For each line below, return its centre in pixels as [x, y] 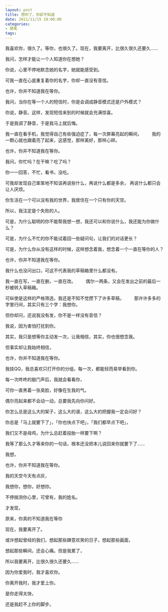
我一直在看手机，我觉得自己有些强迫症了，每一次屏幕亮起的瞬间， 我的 [83, 134]
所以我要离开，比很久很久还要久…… [42, 561]
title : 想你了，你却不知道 [30, 15]
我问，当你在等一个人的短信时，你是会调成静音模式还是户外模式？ [73, 102]
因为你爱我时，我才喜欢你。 [34, 572]
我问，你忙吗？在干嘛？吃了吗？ [38, 161]
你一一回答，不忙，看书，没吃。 [38, 172]
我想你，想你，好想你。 [29, 486]
